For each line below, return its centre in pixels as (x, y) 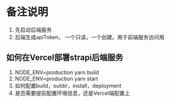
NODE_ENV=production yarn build (57, 72)
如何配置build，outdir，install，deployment (68, 85)
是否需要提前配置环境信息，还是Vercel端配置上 (72, 93)
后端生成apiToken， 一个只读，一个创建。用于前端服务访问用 (89, 37)
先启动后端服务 (33, 30)
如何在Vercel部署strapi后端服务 (65, 58)
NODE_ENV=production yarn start (56, 78)
